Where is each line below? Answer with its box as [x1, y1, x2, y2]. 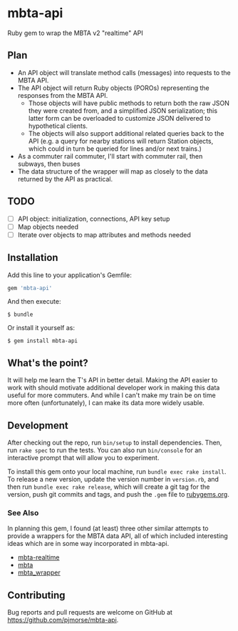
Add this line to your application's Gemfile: [7, 270, 132, 279]
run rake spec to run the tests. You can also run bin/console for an [7, 446, 202, 454]
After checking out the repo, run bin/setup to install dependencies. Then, [7, 438, 222, 447]
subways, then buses [17, 159, 81, 168]
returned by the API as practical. [17, 174, 113, 183]
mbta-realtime [17, 553, 60, 562]
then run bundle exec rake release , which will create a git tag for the [7, 482, 210, 491]
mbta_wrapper [17, 568, 61, 577]
